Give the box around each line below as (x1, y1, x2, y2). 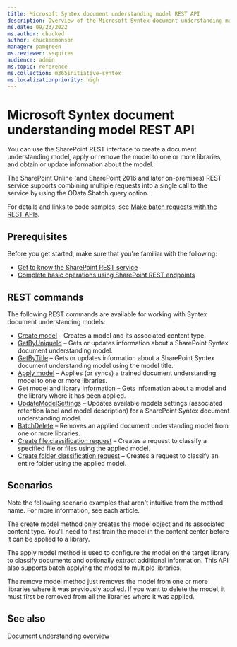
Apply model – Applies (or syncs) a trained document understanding (17, 369, 217, 377)
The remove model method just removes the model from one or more (7, 577, 208, 585)
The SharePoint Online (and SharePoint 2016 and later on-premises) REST (7, 174, 222, 183)
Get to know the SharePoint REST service (17, 263, 138, 272)
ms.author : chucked (7, 30, 65, 38)
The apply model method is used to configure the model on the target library (7, 548, 230, 556)
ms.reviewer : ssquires (7, 50, 74, 57)
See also (7, 613, 46, 625)
